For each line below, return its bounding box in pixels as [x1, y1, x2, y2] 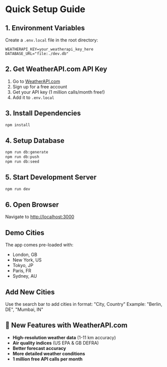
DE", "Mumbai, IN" [5, 306, 44, 312]
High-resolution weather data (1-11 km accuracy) [12, 334, 116, 340]
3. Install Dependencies [5, 109, 81, 118]
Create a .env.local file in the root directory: [5, 37, 98, 43]
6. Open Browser [5, 200, 59, 209]
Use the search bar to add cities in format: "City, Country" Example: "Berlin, [5, 301, 162, 307]
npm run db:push [5, 154, 39, 160]
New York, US [12, 257, 42, 263]
